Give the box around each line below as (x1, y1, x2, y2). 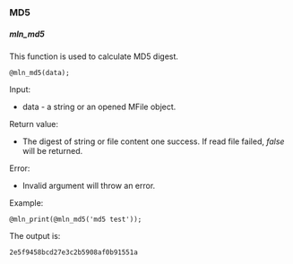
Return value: (9, 118, 59, 129)
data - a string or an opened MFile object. (22, 101, 177, 112)
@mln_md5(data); (9, 68, 70, 77)
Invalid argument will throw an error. (22, 180, 156, 191)
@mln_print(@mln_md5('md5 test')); (9, 215, 142, 224)
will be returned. (22, 145, 83, 156)
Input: (9, 83, 31, 95)
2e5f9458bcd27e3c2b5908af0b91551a (9, 248, 139, 257)
